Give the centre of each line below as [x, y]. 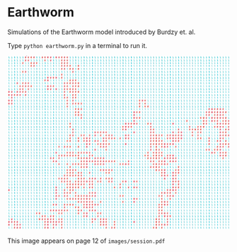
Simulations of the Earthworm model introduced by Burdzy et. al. [102, 32]
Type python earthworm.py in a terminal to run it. [77, 45]
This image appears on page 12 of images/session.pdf [86, 241]
